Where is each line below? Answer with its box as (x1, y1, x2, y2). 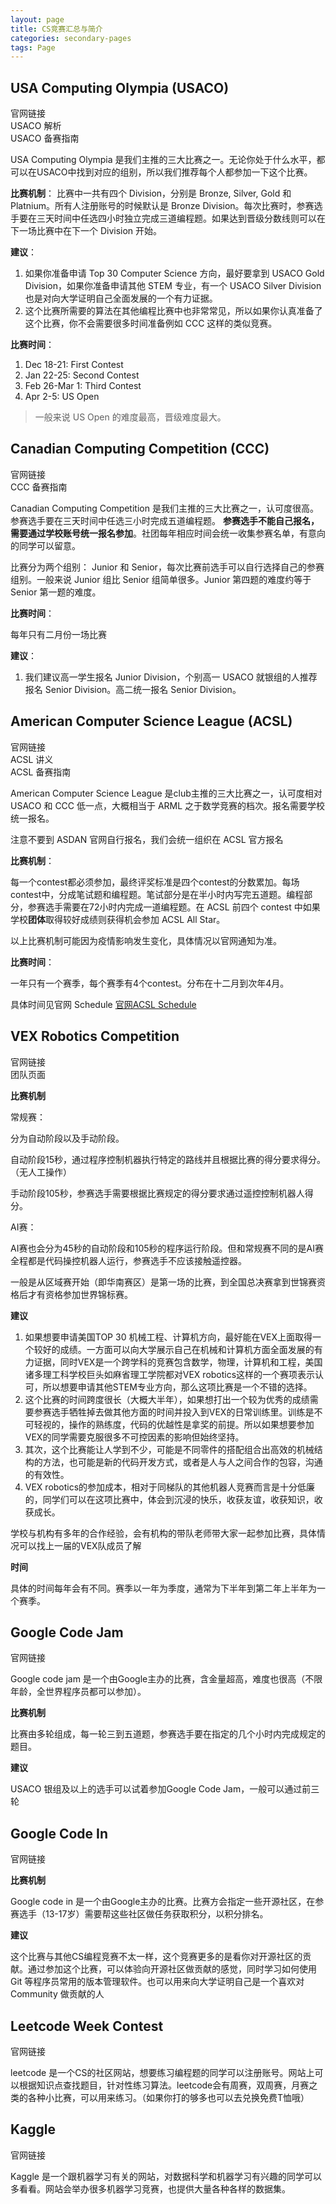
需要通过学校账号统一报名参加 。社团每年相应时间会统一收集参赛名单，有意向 (10, 527, 326, 539)
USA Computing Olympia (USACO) (10, 79, 230, 96)
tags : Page (10, 42, 56, 53)
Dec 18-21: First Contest (24, 359, 124, 371)
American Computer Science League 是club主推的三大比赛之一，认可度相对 (10, 787, 323, 799)
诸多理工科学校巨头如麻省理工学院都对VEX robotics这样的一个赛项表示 (24, 1368, 316, 1380)
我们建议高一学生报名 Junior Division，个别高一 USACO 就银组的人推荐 (24, 671, 318, 683)
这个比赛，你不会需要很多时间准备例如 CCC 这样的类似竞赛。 (24, 317, 278, 330)
